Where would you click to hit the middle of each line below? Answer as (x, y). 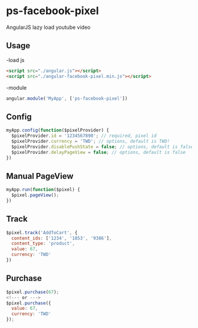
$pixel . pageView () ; (35, 195)
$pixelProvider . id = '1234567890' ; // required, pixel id (84, 136)
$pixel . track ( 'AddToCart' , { (42, 232)
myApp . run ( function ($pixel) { (43, 190)
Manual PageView (40, 176)
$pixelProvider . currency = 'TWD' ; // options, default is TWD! (90, 141)
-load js (15, 60)
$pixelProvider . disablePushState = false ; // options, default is (95, 147)
